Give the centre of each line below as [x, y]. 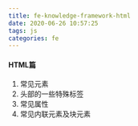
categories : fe [34, 38]
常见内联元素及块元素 [55, 114]
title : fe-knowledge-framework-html [69, 16]
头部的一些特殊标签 [52, 94]
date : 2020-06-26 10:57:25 [53, 23]
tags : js [23, 30]
